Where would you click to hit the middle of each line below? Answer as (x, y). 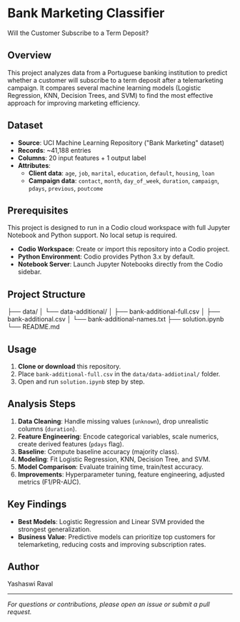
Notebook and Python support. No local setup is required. (92, 235)
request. (20, 612)
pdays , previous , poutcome (66, 188)
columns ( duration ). (47, 428)
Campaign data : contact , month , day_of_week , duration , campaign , (124, 181)
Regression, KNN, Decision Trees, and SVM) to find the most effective (110, 95)
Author (23, 567)
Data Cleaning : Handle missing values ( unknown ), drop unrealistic (113, 421)
